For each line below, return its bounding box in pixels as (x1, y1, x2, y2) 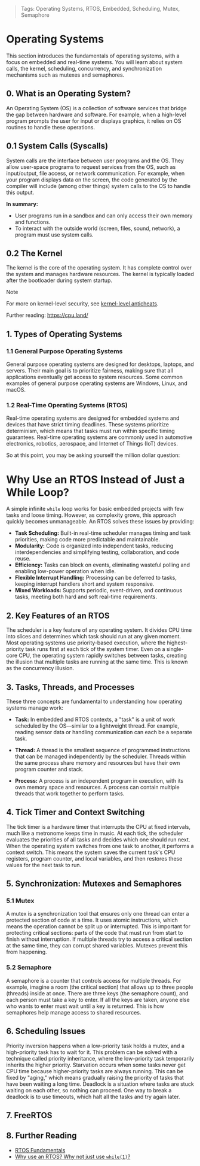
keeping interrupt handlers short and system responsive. (14, 580, 155, 587)
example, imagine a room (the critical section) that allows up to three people (6, 983, 193, 991)
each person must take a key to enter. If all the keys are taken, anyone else (6, 996, 190, 1003)
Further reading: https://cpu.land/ (6, 311, 88, 319)
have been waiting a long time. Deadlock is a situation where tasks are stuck (6, 1080, 194, 1088)
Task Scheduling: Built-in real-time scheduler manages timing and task (14, 529, 191, 537)
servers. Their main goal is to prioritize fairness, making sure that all (6, 367, 173, 374)
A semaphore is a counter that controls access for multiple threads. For (6, 977, 181, 984)
